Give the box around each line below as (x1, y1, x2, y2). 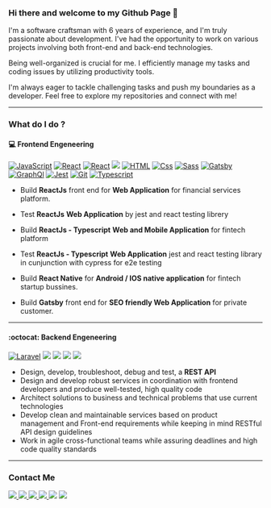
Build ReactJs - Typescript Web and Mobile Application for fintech (19, 225, 246, 235)
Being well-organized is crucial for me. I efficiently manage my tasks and (8, 58, 250, 68)
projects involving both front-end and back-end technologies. (8, 43, 214, 52)
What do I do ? (8, 119, 66, 130)
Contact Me (8, 472, 56, 483)
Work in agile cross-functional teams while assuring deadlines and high (19, 435, 258, 445)
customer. (19, 306, 54, 316)
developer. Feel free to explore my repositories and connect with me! (8, 91, 237, 101)
